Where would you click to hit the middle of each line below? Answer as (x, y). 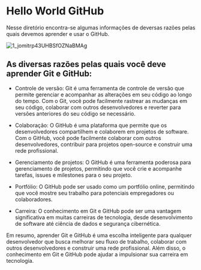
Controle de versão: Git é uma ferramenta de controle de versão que (100, 88)
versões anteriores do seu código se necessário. (75, 113)
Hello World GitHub (55, 11)
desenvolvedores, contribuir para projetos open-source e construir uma (104, 144)
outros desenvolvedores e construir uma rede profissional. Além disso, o (96, 248)
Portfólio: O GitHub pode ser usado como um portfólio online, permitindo (105, 186)
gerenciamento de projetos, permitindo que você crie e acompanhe (98, 168)
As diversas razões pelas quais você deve (86, 64)
